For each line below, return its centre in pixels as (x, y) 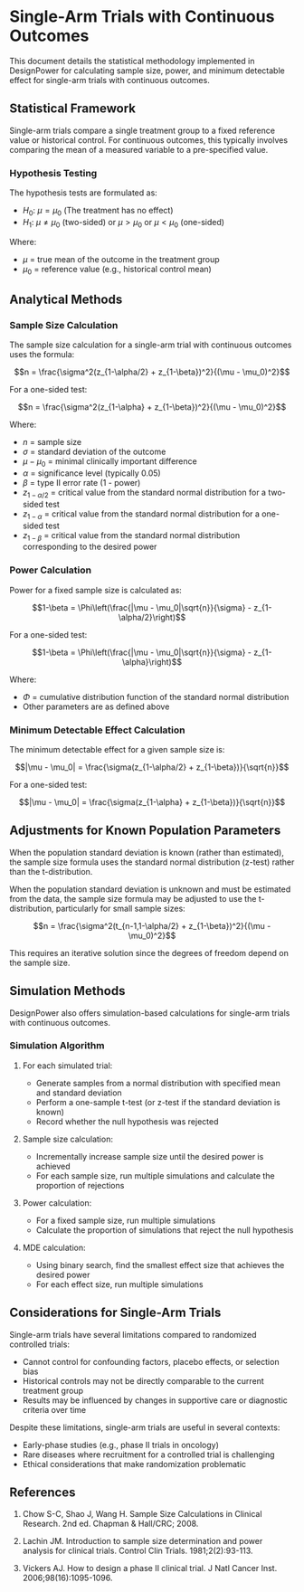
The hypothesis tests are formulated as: (84, 193)
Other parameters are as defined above (96, 706)
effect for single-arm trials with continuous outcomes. (109, 80)
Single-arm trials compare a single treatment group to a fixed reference (142, 130)
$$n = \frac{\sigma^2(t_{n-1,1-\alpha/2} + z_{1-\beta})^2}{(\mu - (152, 925)
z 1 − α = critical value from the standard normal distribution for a (141, 515)
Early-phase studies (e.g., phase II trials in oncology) (121, 1445)
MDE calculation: (54, 1247)
